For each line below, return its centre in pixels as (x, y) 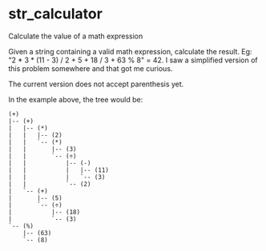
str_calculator (55, 14)
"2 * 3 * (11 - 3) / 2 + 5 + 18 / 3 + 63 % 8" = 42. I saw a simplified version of (133, 60)
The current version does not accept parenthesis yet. (96, 84)
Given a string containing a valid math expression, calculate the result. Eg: (130, 51)
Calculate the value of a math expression (76, 36)
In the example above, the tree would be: (76, 99)
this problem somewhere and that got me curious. (91, 68)
